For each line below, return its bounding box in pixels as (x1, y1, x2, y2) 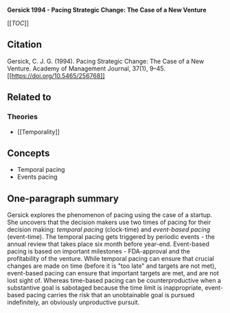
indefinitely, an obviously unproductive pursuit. (7, 298, 140, 307)
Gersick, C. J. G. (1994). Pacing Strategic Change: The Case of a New (7, 57, 205, 65)
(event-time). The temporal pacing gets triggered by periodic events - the (7, 233, 215, 241)
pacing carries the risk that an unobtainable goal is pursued (26, 291, 195, 299)
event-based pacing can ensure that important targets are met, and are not (7, 269, 220, 277)
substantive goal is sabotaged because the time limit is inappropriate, (7, 284, 204, 292)
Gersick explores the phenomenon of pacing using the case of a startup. (7, 211, 213, 219)
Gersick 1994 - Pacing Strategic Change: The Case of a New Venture (7, 6, 207, 14)
